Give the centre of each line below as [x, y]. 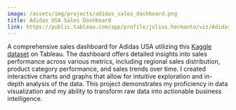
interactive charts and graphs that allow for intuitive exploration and [105, 76]
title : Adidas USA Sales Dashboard [59, 20]
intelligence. [25, 99]
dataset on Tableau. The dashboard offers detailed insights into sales [107, 54]
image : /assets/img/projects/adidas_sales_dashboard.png [92, 14]
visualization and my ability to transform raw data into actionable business [114, 91]
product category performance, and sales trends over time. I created [106, 69]
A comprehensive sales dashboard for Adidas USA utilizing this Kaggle [110, 47]
